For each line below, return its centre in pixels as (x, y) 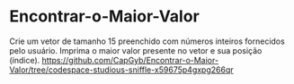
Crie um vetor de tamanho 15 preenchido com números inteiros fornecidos (147, 41)
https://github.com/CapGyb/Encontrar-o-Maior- (130, 60)
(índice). (25, 60)
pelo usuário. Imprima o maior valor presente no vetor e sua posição (136, 50)
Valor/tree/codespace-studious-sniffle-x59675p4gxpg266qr (121, 70)
